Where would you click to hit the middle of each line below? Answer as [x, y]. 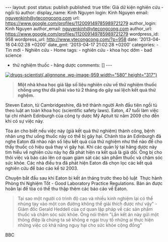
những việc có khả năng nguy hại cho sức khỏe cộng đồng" [80, 225]
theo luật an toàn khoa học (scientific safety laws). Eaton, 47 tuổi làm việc [82, 110]
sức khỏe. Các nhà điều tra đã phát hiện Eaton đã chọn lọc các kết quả [79, 163]
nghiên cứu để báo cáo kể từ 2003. [42, 168]
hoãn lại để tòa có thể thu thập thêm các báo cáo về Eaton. [66, 189]
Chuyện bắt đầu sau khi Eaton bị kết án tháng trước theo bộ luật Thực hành [84, 178]
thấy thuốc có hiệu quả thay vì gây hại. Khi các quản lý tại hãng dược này [81, 147]
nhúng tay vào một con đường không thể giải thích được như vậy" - [87, 204]
